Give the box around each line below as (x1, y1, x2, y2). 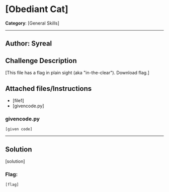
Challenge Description (5, 56, 77, 65)
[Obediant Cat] (5, 4, 69, 15)
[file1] (12, 97, 24, 103)
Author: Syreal (5, 39, 52, 48)
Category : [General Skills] (5, 20, 59, 26)
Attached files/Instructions (5, 84, 92, 93)
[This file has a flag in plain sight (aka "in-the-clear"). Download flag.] (5, 70, 149, 76)
